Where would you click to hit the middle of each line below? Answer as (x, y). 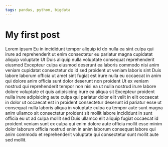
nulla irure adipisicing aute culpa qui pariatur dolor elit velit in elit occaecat (82, 97)
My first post (33, 34)
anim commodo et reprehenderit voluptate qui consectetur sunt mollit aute (82, 134)
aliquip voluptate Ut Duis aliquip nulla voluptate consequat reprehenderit (80, 59)
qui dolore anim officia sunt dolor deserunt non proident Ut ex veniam (77, 81)
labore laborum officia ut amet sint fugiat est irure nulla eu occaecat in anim (83, 76)
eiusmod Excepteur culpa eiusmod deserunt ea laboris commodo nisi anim (82, 65)
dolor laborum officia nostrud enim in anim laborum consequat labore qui (80, 129)
